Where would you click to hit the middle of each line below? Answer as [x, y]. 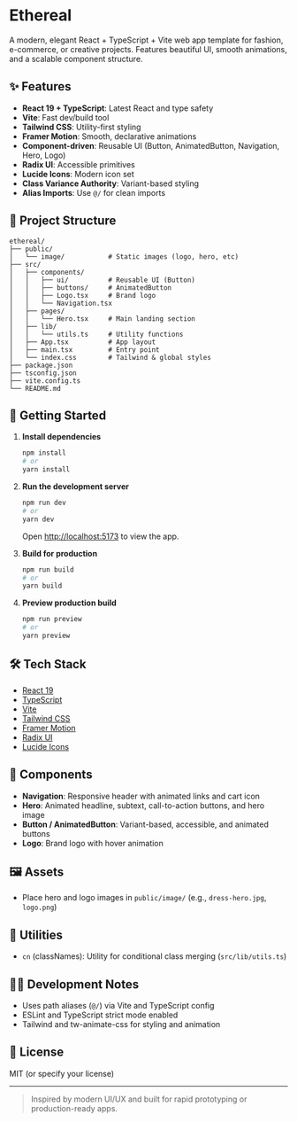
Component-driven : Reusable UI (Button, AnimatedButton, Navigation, [151, 145]
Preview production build [69, 603]
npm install [44, 453]
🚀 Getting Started [58, 415]
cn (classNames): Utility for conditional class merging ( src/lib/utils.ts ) [154, 956]
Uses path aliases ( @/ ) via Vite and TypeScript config [118, 1005]
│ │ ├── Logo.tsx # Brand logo [83, 295]
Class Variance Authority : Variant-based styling [110, 183]
